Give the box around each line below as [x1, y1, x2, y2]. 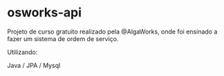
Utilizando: [7, 48, 38, 56]
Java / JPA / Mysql [7, 61, 61, 69]
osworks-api [7, 5, 82, 21]
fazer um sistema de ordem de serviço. [7, 34, 119, 42]
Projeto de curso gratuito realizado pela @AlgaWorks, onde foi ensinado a [7, 27, 218, 36]
